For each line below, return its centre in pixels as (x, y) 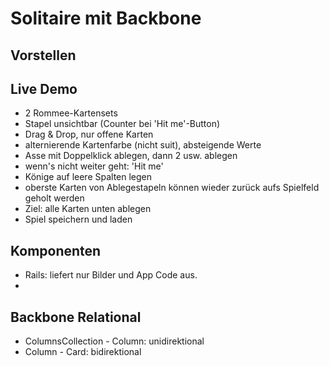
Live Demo (44, 88)
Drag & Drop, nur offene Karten (89, 134)
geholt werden (54, 198)
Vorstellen (43, 55)
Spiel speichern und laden (78, 219)
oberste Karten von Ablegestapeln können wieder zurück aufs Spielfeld (172, 188)
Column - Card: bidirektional (83, 352)
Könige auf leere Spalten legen (88, 177)
